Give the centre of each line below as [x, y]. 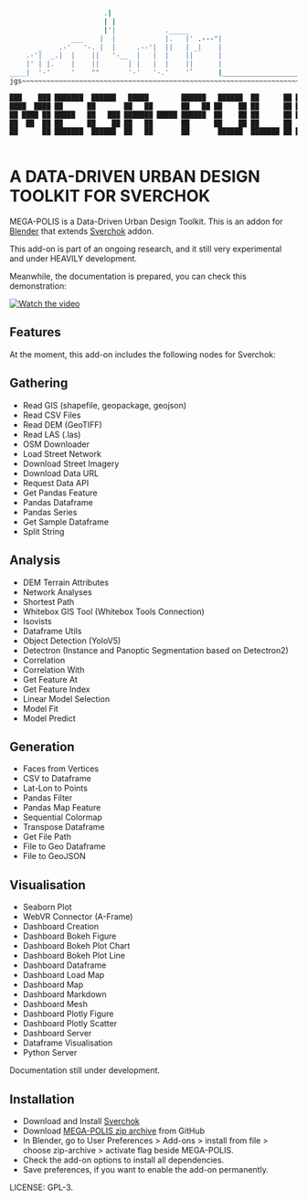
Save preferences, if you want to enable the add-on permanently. [146, 1169]
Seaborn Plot [47, 907]
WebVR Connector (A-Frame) [78, 917]
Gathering [39, 383]
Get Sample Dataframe [66, 522]
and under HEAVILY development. [73, 259]
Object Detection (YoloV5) [72, 641]
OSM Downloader [56, 444]
